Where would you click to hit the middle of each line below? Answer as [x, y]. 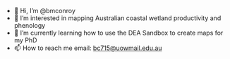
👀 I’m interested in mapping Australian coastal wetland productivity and [117, 18]
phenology [30, 25]
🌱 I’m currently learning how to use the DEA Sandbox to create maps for [119, 33]
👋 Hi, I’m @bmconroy [45, 11]
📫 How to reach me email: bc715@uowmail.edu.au [88, 48]
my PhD [25, 40]
